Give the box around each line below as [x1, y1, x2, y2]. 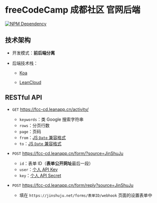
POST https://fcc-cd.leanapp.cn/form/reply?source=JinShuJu [12, 182, 134, 188]
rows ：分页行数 [19, 122, 50, 128]
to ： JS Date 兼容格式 [19, 140, 62, 146]
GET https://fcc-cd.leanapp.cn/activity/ [12, 106, 89, 112]
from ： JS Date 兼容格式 [19, 135, 66, 140]
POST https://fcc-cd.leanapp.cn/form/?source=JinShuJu [12, 150, 123, 156]
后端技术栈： [12, 60, 38, 66]
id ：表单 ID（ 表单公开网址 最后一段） [19, 160, 93, 166]
